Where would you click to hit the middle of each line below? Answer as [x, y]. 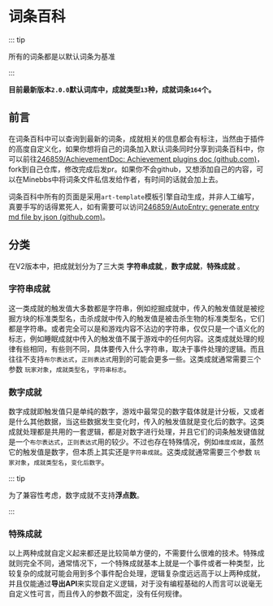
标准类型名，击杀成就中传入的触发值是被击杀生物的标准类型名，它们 [150, 318]
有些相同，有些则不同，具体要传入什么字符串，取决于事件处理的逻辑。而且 [140, 348]
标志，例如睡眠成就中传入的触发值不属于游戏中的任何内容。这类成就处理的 [133, 339]
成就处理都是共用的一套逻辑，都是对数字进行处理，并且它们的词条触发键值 [133, 432]
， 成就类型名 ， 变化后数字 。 [67, 462]
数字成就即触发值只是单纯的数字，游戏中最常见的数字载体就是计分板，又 [129, 412]
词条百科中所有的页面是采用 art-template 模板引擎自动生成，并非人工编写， [133, 197]
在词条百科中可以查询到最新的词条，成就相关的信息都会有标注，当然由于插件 [136, 138]
